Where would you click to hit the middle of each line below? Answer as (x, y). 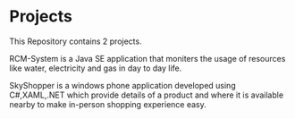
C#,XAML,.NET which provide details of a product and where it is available (147, 95)
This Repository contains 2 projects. (76, 41)
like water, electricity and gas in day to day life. (96, 68)
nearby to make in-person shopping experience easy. (108, 104)
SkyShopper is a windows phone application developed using (122, 85)
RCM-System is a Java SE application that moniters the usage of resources (147, 58)
